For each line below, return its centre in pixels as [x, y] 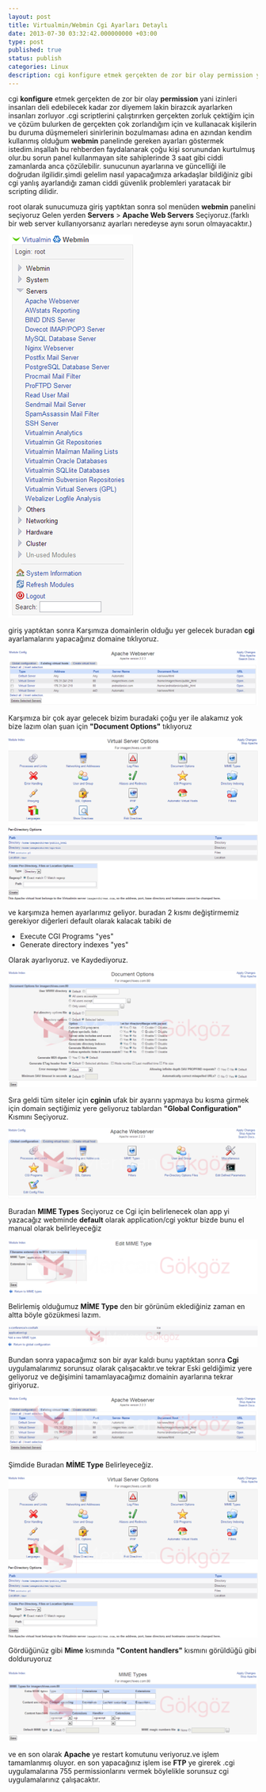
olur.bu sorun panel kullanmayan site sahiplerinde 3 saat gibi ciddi [116, 158]
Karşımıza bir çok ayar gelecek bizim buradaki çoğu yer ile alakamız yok [125, 718]
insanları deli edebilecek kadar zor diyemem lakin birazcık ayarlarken [120, 107]
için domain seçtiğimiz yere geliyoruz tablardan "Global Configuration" [125, 1108]
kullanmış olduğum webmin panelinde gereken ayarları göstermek [116, 141]
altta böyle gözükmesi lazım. [55, 1315]
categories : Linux [38, 67]
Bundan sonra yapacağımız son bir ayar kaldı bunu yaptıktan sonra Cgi [123, 1360]
